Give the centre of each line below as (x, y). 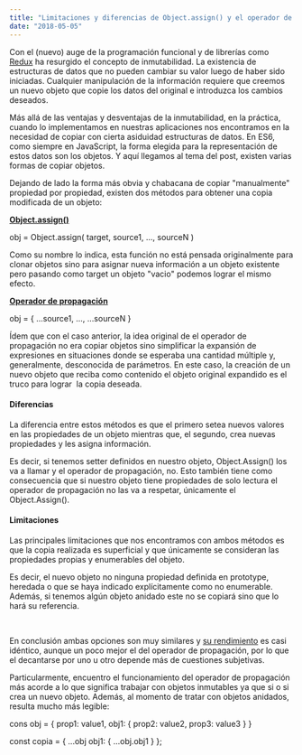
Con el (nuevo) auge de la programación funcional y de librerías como (139, 51)
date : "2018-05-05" (46, 26)
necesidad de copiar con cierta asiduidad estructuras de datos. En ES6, (142, 136)
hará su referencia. (44, 605)
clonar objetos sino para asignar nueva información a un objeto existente (145, 264)
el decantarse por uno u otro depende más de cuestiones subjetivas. (137, 659)
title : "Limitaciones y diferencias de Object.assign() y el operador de (151, 18)
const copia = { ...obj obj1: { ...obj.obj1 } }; (86, 741)
